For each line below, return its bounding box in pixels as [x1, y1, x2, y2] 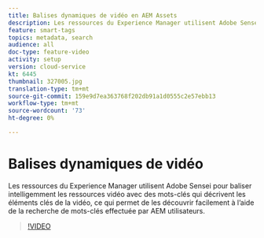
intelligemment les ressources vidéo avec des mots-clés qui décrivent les [8, 189, 246, 199]
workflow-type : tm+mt [8, 99, 79, 107]
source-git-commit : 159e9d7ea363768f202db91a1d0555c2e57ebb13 [8, 92, 216, 100]
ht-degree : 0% [8, 114, 55, 122]
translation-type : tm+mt [8, 84, 90, 93]
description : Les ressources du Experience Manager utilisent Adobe [8, 19, 237, 27]
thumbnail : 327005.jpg [8, 77, 82, 85]
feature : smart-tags [8, 26, 76, 34]
